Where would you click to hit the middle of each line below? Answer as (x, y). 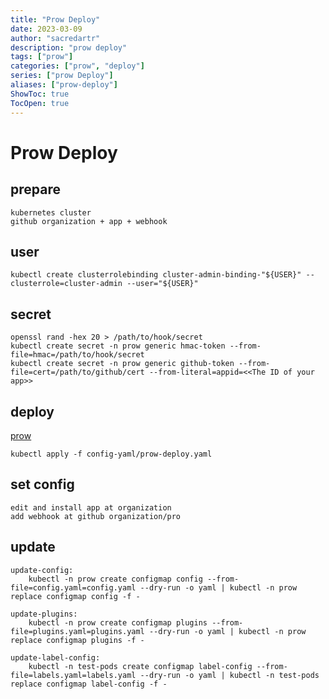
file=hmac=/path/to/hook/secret (77, 355)
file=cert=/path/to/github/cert (77, 372)
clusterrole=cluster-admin (66, 284)
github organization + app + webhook (89, 221)
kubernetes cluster (51, 212)
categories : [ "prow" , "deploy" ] (77, 66)
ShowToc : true (40, 94)
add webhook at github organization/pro (96, 516)
